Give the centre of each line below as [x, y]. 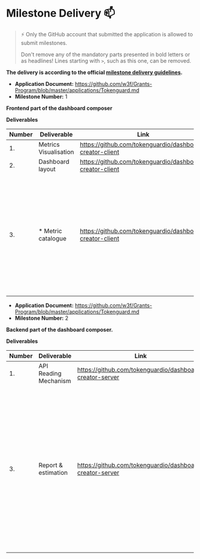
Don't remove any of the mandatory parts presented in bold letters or [105, 54]
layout [47, 169]
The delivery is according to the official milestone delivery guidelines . [94, 72]
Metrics [49, 144]
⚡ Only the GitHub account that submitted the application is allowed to [107, 34]
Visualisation [56, 152]
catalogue [52, 238]
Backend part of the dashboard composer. [60, 329]
